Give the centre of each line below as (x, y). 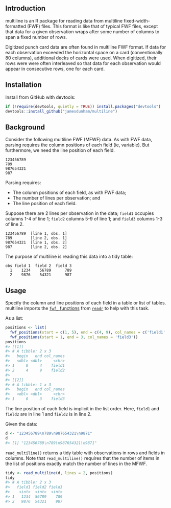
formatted (16, 26)
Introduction (26, 8)
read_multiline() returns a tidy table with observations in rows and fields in (85, 453)
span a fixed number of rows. (36, 37)
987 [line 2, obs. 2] (36, 247)
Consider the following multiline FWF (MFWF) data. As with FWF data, (79, 140)
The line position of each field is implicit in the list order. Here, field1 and (82, 408)
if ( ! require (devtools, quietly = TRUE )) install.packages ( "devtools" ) (83, 106)
